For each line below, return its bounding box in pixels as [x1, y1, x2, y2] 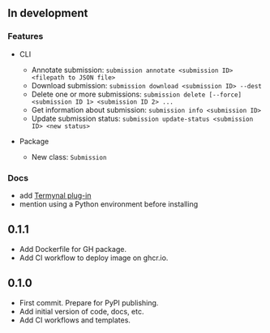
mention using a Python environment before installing [19, 199, 199, 209]
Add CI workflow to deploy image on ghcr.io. [19, 253, 169, 263]
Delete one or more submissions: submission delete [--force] [31, 89, 242, 99]
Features [7, 31, 44, 42]
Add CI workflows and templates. [19, 315, 131, 325]
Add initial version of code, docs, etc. [19, 306, 144, 316]
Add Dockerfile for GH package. [19, 244, 127, 254]
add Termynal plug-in [19, 190, 92, 200]
